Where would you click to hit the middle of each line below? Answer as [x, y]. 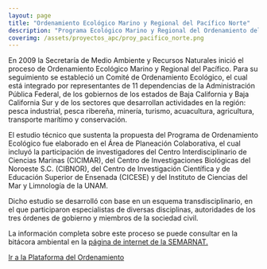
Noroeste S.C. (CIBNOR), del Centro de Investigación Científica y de [119, 169]
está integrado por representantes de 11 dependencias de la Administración [132, 86]
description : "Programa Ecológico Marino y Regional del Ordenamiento [128, 30]
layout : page [30, 16]
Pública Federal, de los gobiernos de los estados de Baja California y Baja [129, 94]
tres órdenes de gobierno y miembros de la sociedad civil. [103, 218]
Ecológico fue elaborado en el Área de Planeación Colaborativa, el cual [124, 143]
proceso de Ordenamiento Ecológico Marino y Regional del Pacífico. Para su [133, 69]
